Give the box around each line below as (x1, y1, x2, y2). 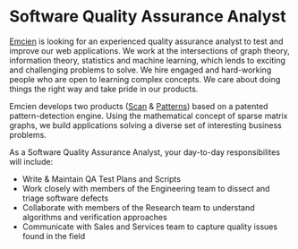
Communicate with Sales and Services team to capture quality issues (21, 221, 278, 232)
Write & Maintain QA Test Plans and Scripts (21, 173, 182, 185)
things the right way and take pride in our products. (9, 83, 199, 94)
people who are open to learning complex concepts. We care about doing (9, 73, 281, 84)
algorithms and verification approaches (21, 211, 167, 222)
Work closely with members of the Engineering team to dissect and (21, 183, 270, 193)
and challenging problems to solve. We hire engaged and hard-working (9, 64, 272, 75)
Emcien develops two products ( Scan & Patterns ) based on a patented (9, 100, 268, 111)
